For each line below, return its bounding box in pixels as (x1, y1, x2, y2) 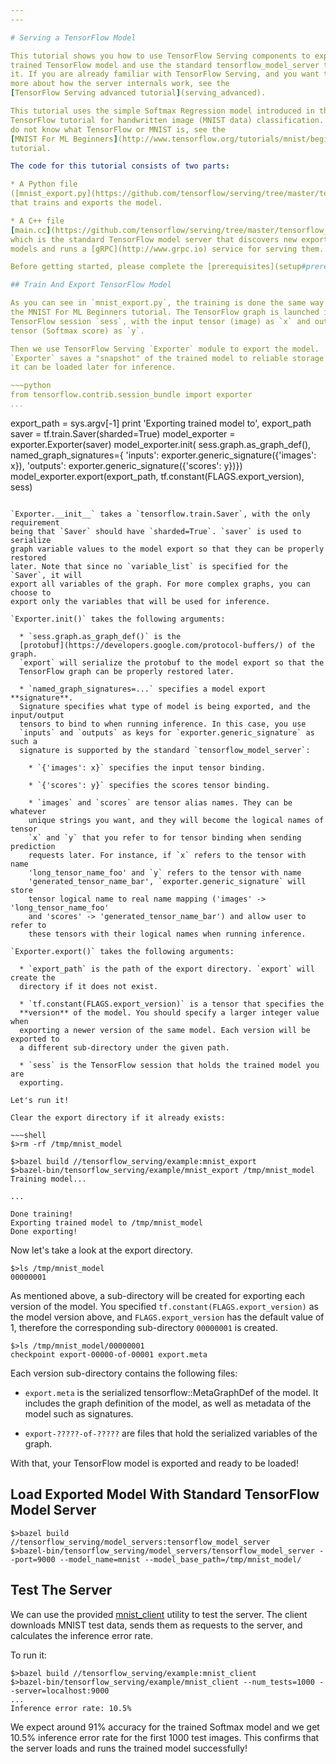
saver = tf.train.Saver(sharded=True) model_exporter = (10, 427, 236, 440)
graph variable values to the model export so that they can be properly (10, 544, 325, 554)
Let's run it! (10, 1095, 70, 1105)
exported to (10, 1034, 60, 1044)
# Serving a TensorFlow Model (10, 32, 137, 43)
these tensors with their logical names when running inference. (28, 929, 307, 939)
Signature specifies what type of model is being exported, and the (19, 701, 311, 711)
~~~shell (10, 1130, 47, 1140)
